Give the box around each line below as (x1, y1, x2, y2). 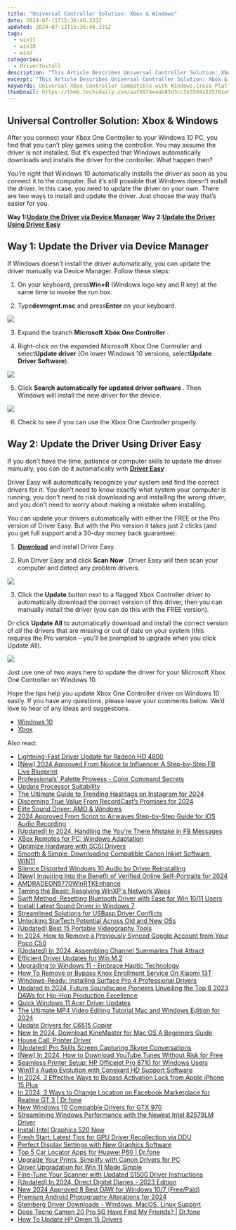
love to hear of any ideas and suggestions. (7, 704, 131, 712)
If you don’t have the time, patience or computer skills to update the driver (7, 457, 222, 465)
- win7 (13, 50, 33, 57)
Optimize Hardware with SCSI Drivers (17, 842, 126, 850)
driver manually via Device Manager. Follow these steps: (7, 266, 171, 275)
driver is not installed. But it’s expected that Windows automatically (7, 148, 202, 157)
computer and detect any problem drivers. (17, 563, 140, 572)
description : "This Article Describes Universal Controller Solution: (7, 69, 218, 76)
